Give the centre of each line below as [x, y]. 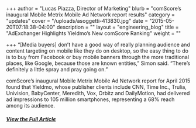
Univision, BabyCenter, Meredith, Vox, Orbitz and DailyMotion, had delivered [98, 93]
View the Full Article [31, 119]
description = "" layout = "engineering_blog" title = [118, 27]
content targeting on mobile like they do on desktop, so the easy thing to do [97, 51]
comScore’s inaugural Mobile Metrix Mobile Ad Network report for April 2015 [98, 81]
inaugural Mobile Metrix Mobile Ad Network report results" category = [91, 15]
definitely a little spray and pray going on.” [57, 69]
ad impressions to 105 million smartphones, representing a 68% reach [90, 99]
